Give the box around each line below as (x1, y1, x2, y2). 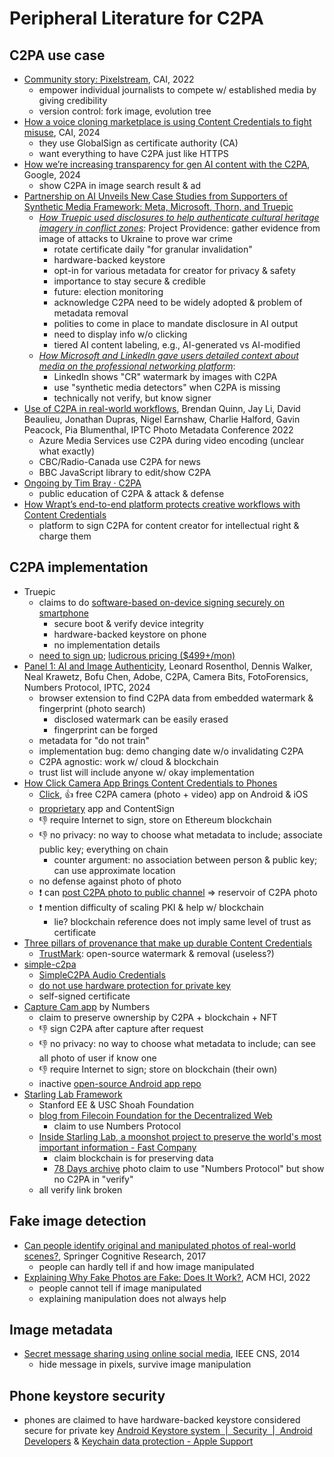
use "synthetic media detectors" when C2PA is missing (53, 382, 281, 393)
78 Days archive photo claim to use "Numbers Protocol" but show (53, 1162, 325, 1174)
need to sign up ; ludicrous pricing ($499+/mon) (38, 649, 236, 661)
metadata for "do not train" (38, 734, 151, 746)
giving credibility (38, 95, 108, 106)
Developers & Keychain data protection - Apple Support (23, 1435, 254, 1447)
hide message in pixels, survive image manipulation (38, 1358, 252, 1371)
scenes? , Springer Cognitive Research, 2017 (23, 1250, 207, 1262)
